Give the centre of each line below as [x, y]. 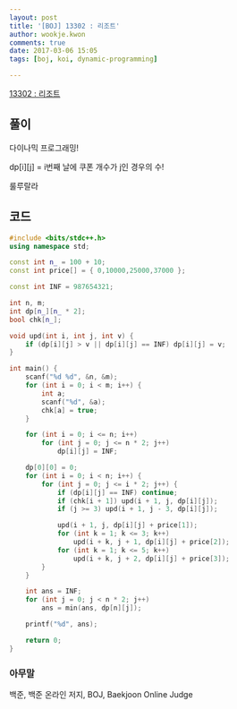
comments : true [38, 43]
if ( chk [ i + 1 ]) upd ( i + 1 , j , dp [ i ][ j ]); [137, 501]
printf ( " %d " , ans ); [62, 624]
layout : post [34, 17]
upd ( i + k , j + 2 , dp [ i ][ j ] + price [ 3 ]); [151, 559]
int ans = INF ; [54, 592]
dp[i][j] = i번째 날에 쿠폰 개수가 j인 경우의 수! [87, 167]
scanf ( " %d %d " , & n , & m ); [72, 377]
